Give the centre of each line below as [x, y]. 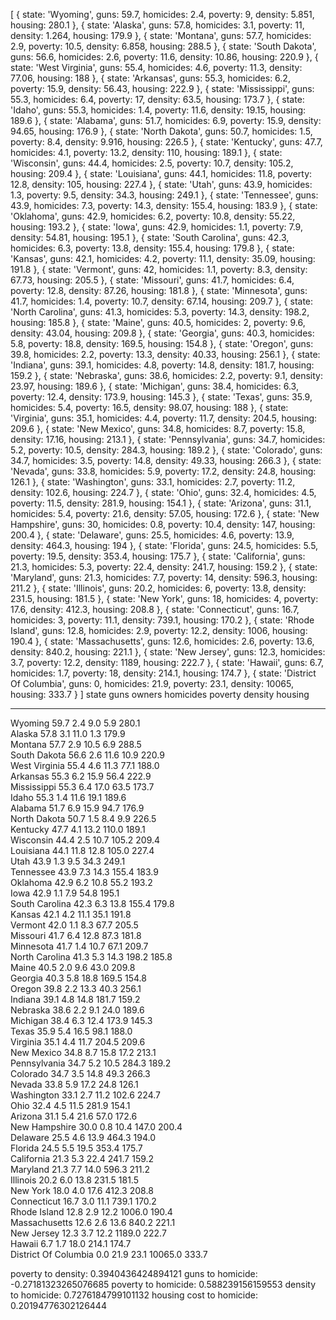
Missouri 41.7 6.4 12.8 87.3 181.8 [76, 935]
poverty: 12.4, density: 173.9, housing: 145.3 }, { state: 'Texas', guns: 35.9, [161, 397]
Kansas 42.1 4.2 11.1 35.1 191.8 [71, 914]
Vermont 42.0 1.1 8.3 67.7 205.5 [74, 925]
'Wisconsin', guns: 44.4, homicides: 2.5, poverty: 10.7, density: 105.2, [152, 163]
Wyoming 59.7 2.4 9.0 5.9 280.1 [75, 723]
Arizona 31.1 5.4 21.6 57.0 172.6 [74, 1116]
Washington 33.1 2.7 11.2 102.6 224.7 [86, 1095]
